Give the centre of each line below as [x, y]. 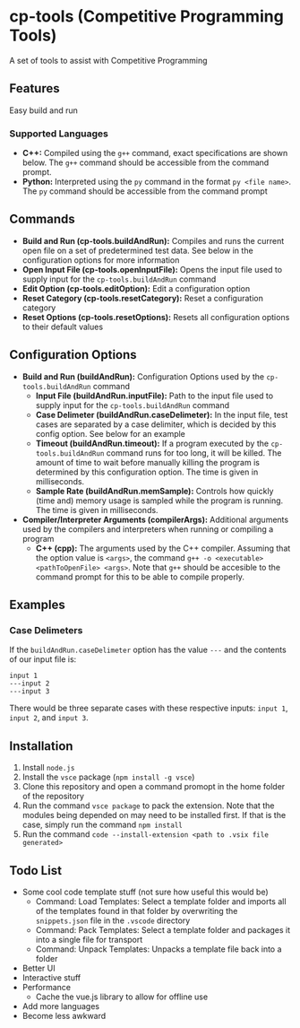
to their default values [63, 327]
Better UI [39, 968]
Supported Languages [59, 134]
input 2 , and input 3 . [49, 718]
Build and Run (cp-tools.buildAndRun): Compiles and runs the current [153, 240]
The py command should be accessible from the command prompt [145, 191]
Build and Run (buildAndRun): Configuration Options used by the [143, 376]
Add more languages [61, 1006]
